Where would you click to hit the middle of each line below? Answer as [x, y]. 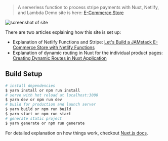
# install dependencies [30, 85]
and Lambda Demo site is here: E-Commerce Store [71, 13]
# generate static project [34, 118]
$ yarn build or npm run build [38, 109]
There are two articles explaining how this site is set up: [63, 32]
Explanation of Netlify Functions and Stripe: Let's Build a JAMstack [82, 42]
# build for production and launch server [51, 105]
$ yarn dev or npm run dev [34, 100]
